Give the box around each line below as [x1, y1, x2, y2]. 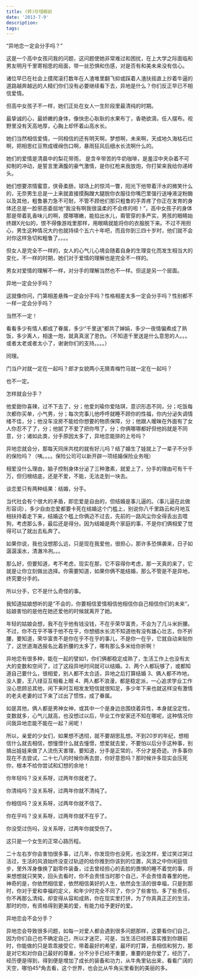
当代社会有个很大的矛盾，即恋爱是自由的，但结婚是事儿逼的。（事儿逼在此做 [6, 498, 191, 505]
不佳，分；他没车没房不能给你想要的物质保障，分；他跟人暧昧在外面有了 [11, 418, 188, 425]
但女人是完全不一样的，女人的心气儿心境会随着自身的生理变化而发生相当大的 [6, 247, 193, 254]
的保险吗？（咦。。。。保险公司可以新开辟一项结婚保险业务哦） [6, 452, 154, 460]
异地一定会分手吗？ [6, 280, 53, 287]
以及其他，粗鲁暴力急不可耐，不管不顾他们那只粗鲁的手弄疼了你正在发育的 [6, 197, 188, 205]
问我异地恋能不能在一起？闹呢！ [6, 719, 84, 727]
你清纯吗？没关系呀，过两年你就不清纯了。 [6, 787, 110, 794]
